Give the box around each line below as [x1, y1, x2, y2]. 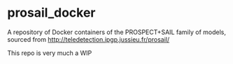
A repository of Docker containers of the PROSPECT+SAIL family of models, [7, 28, 226, 36]
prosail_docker [7, 5, 96, 21]
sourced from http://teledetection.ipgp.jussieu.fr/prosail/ [7, 35, 170, 43]
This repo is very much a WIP [7, 49, 92, 57]
